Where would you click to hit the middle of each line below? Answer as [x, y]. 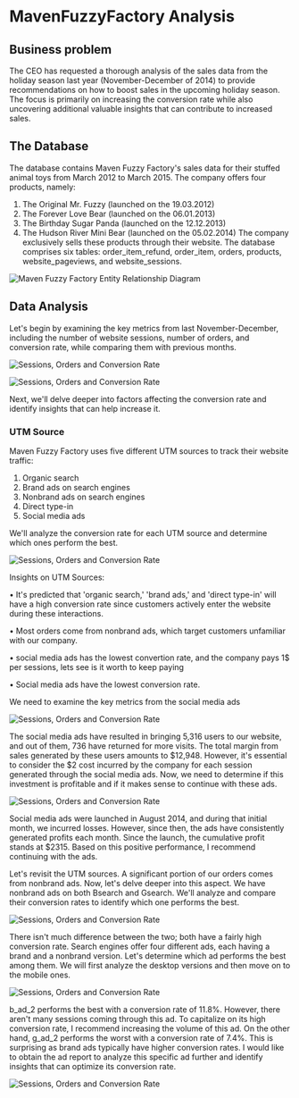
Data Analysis [49, 307]
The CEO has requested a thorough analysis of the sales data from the [139, 71]
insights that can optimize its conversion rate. [93, 1066]
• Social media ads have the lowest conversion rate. [105, 684]
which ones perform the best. [64, 542]
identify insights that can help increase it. [85, 408]
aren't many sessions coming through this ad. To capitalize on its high [137, 1018]
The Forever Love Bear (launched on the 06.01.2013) [119, 214]
